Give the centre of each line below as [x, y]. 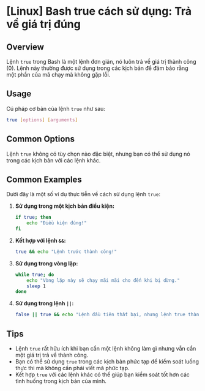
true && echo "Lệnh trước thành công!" [66, 252]
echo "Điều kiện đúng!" [57, 223]
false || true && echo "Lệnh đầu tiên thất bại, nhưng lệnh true [100, 315]
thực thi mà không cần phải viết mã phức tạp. [72, 368]
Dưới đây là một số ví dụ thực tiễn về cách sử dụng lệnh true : [84, 194]
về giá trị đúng [43, 24]
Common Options [41, 139]
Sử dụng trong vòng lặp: [47, 263]
